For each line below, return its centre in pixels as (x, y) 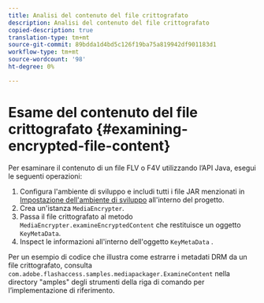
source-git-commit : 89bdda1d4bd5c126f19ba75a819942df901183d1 (112, 45)
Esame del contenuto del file (103, 112)
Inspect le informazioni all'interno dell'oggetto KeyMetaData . (117, 242)
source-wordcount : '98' (47, 60)
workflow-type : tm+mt (44, 52)
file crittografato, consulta (50, 265)
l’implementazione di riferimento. (61, 290)
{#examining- (142, 129)
